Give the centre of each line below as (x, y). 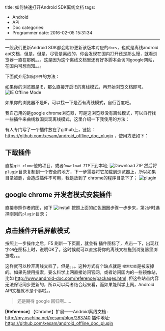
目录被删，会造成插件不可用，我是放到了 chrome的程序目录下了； (72, 178)
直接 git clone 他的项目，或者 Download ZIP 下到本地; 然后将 (81, 165)
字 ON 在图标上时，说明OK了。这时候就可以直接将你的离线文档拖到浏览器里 (79, 249)
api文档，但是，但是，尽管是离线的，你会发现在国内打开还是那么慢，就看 (79, 54)
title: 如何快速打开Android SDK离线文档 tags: (50, 7)
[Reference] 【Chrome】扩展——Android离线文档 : (57, 312)
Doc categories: (28, 28)
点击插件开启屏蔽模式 (37, 231)
